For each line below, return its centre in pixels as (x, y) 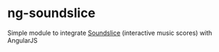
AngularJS (22, 40)
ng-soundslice (52, 13)
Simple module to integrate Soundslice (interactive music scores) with (110, 33)
